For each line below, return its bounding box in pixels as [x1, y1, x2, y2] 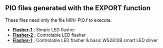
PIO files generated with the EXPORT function [5, 4, 151, 12]
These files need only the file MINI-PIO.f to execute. [5, 17, 112, 23]
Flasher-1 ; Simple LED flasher [12, 27, 75, 33]
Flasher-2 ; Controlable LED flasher [12, 32, 86, 38]
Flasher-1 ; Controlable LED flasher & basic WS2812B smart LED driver [12, 37, 158, 43]
